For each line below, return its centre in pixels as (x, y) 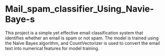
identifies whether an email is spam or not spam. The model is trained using (82, 38)
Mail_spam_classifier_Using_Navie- (80, 9)
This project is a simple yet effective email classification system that (74, 33)
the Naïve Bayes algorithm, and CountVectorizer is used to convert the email (82, 43)
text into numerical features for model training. (52, 48)
